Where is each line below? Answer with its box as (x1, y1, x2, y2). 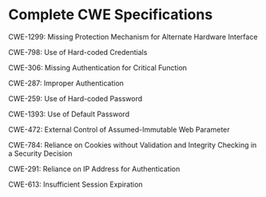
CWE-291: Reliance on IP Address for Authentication (8, 164, 181, 173)
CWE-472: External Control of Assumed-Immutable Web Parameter (8, 124, 230, 134)
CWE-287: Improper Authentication (8, 78, 124, 88)
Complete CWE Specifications (8, 6, 213, 24)
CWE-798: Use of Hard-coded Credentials (8, 47, 148, 57)
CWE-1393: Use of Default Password (8, 109, 130, 119)
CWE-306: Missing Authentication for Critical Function (8, 62, 188, 73)
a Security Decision (8, 148, 73, 158)
